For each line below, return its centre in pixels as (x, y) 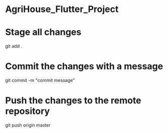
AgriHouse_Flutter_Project (62, 9)
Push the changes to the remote (73, 101)
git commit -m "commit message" (40, 80)
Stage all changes (43, 32)
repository (28, 111)
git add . (14, 46)
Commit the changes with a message (84, 66)
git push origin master (28, 125)
